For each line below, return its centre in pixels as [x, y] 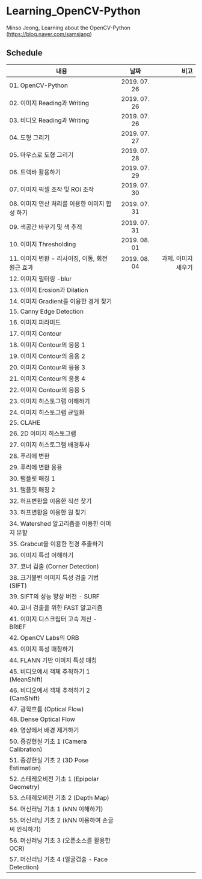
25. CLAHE [25, 422]
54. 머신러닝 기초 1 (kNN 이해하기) [56, 809]
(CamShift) [25, 698]
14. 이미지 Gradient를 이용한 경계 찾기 [61, 301]
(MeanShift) [26, 679]
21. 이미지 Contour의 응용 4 [47, 379]
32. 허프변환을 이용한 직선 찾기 [50, 501]
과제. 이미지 [177, 258]
